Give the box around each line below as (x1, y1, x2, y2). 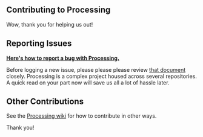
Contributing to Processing (6, 5, 111, 15)
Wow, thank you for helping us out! (6, 21, 93, 28)
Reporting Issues (6, 39, 72, 49)
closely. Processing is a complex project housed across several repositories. (6, 72, 197, 80)
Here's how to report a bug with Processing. (6, 54, 120, 62)
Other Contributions (6, 97, 84, 107)
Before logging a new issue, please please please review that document (6, 66, 186, 73)
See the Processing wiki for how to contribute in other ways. (6, 112, 157, 119)
